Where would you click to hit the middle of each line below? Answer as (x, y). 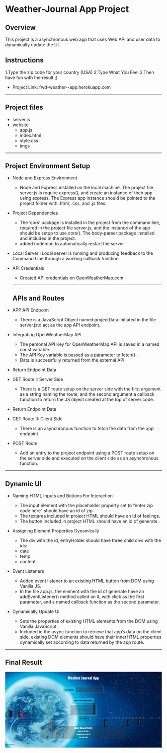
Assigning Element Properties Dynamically (56, 531)
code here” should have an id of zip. (57, 511)
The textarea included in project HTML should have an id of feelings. (90, 516)
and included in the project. (48, 238)
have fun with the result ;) (32, 77)
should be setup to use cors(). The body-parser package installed (87, 233)
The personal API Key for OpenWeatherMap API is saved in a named (90, 344)
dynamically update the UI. (33, 45)
